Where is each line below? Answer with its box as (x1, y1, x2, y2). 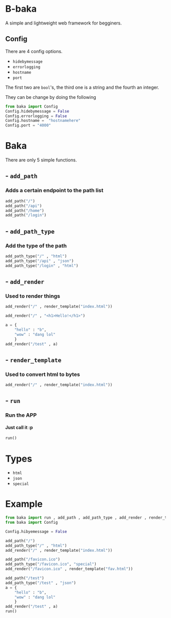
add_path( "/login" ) (5, 212, 47, 218)
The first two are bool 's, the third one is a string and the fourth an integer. (5, 84, 159, 90)
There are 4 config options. (5, 48, 63, 54)
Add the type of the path (5, 242, 67, 249)
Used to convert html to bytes (5, 370, 80, 378)
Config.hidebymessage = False (5, 109, 70, 114)
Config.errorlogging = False (5, 113, 67, 119)
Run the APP (5, 412, 37, 419)
